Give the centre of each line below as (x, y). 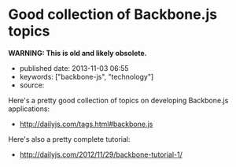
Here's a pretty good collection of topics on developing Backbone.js (118, 100)
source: (32, 85)
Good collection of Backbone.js (113, 15)
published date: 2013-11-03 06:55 (74, 68)
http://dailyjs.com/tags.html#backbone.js (86, 124)
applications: (29, 109)
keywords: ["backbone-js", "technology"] (87, 76)
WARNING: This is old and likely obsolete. (77, 53)
